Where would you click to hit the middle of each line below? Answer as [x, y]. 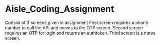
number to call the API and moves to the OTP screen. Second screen [74, 27]
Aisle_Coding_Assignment [60, 9]
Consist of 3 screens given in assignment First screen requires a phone [77, 22]
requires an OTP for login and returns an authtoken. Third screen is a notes [80, 33]
